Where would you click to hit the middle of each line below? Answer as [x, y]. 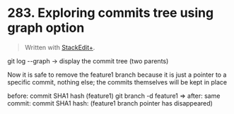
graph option [46, 28]
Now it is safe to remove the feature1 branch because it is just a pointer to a [117, 75]
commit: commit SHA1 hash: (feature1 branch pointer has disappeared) [110, 103]
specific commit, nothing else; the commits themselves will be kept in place [117, 82]
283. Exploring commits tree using [111, 13]
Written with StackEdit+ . [60, 47]
